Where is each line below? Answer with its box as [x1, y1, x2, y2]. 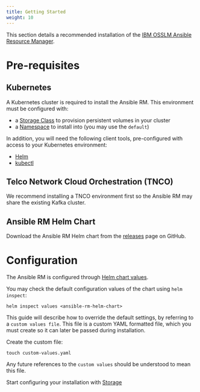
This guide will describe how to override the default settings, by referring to [6, 314, 194, 321]
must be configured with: [6, 105, 69, 112]
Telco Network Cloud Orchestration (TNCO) [6, 176, 173, 187]
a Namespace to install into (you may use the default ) [14, 123, 149, 130]
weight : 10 [6, 14, 34, 21]
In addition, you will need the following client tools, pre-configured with [6, 134, 183, 142]
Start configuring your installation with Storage [6, 379, 122, 386]
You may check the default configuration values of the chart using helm [6, 285, 183, 292]
